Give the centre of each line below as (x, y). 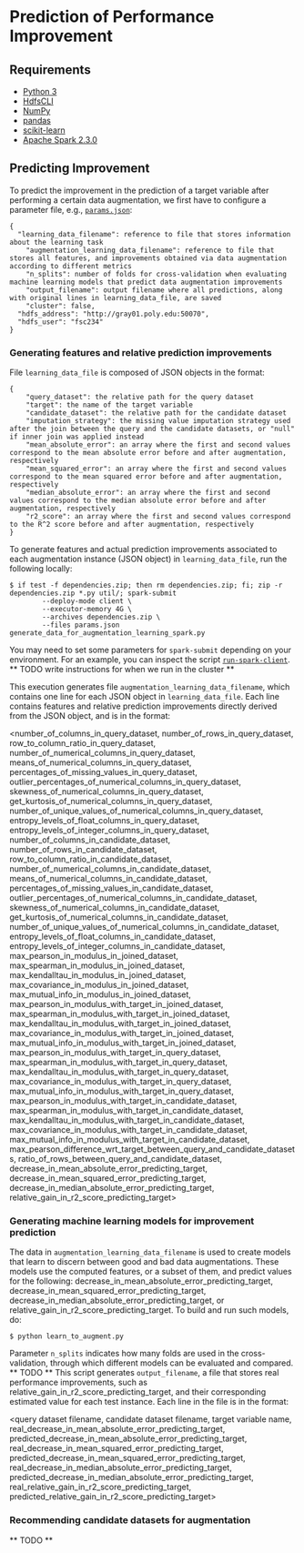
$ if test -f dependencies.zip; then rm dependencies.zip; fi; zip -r (146, 585)
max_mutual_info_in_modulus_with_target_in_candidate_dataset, (130, 1140)
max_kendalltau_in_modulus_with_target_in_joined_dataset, (121, 1024)
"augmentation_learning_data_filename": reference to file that (150, 250)
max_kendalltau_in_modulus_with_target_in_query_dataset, (119, 1072)
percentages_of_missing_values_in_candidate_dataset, (111, 888)
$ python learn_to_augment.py (67, 1336)
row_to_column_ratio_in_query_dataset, (83, 743)
